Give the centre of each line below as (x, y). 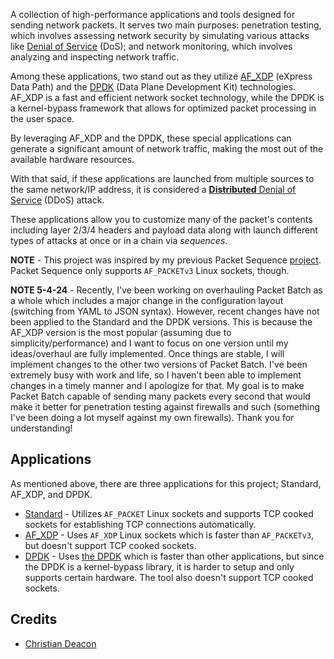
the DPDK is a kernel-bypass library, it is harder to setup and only (159, 566)
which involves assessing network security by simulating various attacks (160, 35)
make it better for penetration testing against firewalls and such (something (165, 407)
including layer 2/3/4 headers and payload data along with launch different (164, 230)
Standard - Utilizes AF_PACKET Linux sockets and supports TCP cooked (169, 513)
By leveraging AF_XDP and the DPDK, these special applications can (151, 138)
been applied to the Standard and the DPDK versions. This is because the (161, 322)
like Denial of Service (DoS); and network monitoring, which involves (151, 46)
